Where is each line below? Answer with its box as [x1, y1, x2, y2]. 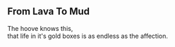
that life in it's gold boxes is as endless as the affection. [7, 32, 168, 40]
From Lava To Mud [7, 6, 90, 18]
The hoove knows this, [7, 24, 73, 32]
